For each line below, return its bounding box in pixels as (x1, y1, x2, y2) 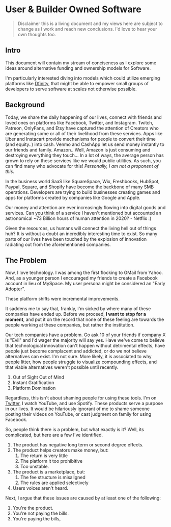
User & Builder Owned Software (5, 4, 141, 15)
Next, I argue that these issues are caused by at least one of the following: (5, 495, 161, 501)
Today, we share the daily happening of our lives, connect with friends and (5, 114, 162, 120)
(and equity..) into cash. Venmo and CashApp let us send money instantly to (5, 141, 164, 147)
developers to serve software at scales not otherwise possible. (5, 86, 137, 92)
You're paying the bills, (12, 516, 61, 522)
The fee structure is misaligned (20, 474, 85, 481)
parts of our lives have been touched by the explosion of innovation (5, 236, 147, 242)
